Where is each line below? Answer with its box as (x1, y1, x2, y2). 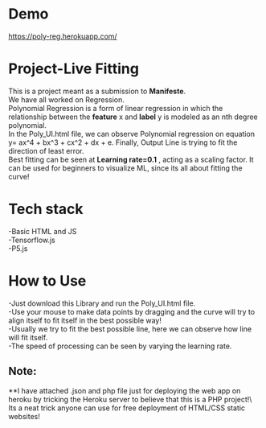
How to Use (8, 272, 87, 290)
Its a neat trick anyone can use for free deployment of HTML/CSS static (8, 403, 246, 413)
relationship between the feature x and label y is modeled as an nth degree (8, 112, 259, 121)
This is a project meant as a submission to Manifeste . (8, 86, 186, 96)
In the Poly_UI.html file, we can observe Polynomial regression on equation (8, 129, 256, 138)
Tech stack (8, 200, 84, 218)
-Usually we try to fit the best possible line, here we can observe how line (8, 323, 252, 334)
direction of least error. (8, 146, 84, 155)
